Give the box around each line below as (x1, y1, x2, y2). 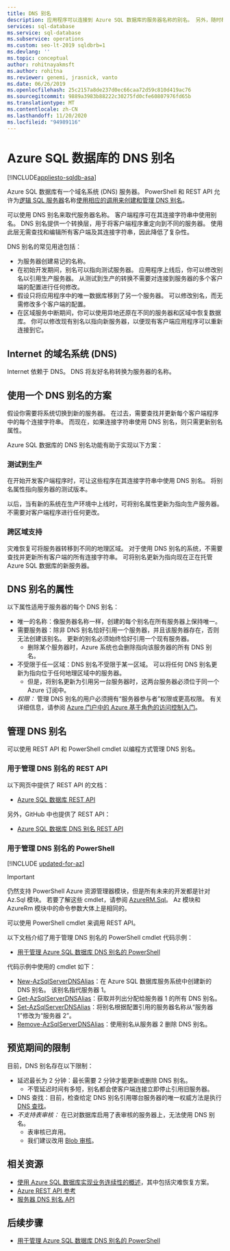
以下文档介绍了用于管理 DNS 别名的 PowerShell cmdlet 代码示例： (7, 933, 194, 941)
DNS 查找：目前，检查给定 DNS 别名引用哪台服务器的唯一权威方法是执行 (16, 1093, 222, 1101)
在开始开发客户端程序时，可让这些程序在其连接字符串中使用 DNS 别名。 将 (7, 477, 217, 485)
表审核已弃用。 (27, 1127, 70, 1136)
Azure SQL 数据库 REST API (16, 795, 96, 804)
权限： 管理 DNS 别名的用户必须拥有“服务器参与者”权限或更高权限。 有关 (16, 695, 222, 703)
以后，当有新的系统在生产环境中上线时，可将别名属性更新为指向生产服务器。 (7, 499, 223, 508)
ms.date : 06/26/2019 (7, 80, 66, 87)
